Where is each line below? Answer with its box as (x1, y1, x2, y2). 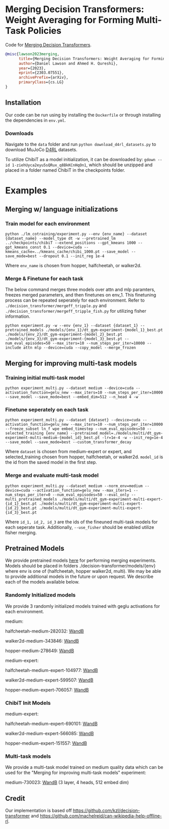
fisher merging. (5, 529, 37, 535)
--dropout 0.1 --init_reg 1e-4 (39, 254, 105, 259)
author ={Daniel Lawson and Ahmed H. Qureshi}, (18, 61, 118, 66)
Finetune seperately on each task (5, 406, 89, 413)
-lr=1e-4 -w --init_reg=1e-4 (102, 435, 163, 441)
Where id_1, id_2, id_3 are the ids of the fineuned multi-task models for (5, 519, 158, 525)
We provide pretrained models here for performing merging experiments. (5, 557, 156, 564)
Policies (27, 25, 62, 36)
